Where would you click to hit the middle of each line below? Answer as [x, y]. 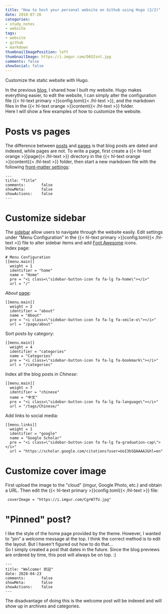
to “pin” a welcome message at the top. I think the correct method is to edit [83, 539]
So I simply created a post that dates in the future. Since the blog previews [82, 549]
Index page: [18, 248]
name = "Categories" [31, 356]
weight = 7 [21, 388]
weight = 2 [21, 307]
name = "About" [26, 315]
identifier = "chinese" [34, 392]
